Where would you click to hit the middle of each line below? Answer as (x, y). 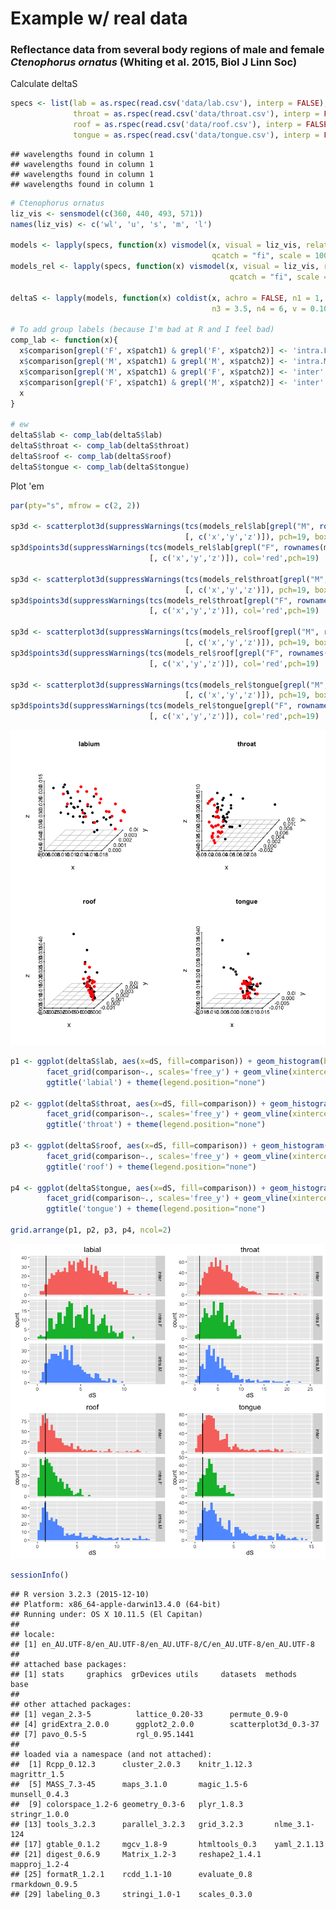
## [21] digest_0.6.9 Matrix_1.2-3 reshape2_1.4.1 (136, 1854)
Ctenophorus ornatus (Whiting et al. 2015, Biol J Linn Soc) (154, 62)
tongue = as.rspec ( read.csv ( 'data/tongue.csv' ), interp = (196, 135)
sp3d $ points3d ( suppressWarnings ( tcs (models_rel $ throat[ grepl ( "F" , (151, 600)
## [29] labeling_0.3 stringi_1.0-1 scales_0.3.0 (131, 1894)
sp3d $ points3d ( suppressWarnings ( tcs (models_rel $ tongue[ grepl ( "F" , (151, 706)
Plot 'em (27, 486)
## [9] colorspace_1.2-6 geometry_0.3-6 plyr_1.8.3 (127, 1804)
